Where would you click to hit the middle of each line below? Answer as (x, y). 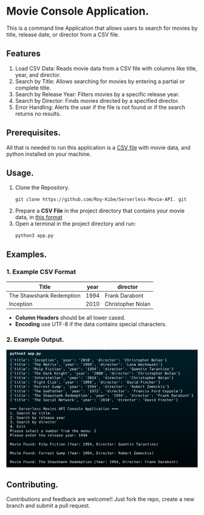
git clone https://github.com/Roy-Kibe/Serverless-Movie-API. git (101, 200)
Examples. (27, 254)
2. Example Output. (36, 340)
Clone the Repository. (42, 187)
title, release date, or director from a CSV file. (63, 34)
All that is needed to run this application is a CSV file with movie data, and (99, 147)
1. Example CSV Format (41, 272)
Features (23, 54)
